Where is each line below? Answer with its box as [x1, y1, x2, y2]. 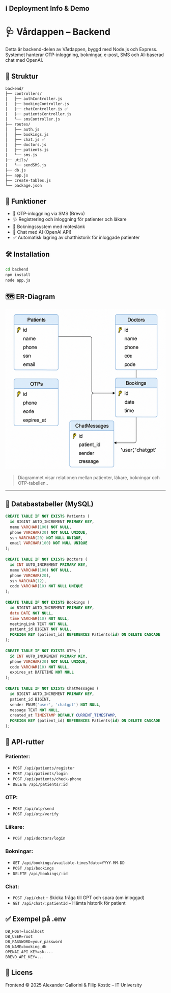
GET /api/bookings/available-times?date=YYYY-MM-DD [12, 860, 125, 865]
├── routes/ [5, 122, 31, 127]
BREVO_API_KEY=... [5, 954, 44, 959]
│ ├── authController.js [5, 96, 63, 102]
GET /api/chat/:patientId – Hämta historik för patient [12, 900, 126, 906]
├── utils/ [5, 158, 28, 163]
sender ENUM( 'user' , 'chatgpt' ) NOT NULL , [10, 702, 101, 707]
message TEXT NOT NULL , [10, 707, 60, 713]
